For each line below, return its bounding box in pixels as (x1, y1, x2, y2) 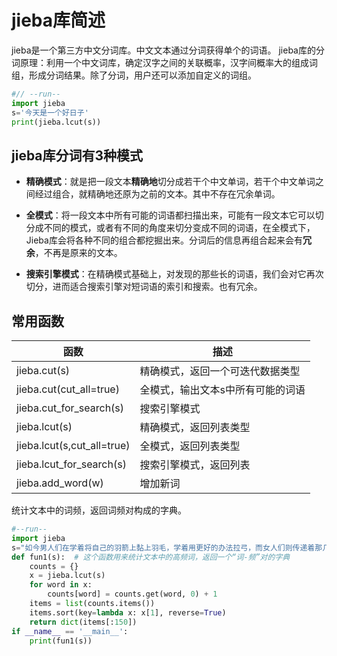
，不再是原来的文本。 (34, 247, 123, 259)
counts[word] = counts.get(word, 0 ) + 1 (47, 589, 218, 600)
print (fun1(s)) (29, 636, 93, 646)
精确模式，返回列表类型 (139, 421, 251, 435)
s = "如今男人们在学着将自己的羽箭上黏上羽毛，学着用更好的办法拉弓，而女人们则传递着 (11, 542, 316, 553)
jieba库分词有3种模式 (11, 147, 144, 164)
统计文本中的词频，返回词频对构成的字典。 (11, 504, 187, 516)
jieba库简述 (11, 9, 106, 32)
